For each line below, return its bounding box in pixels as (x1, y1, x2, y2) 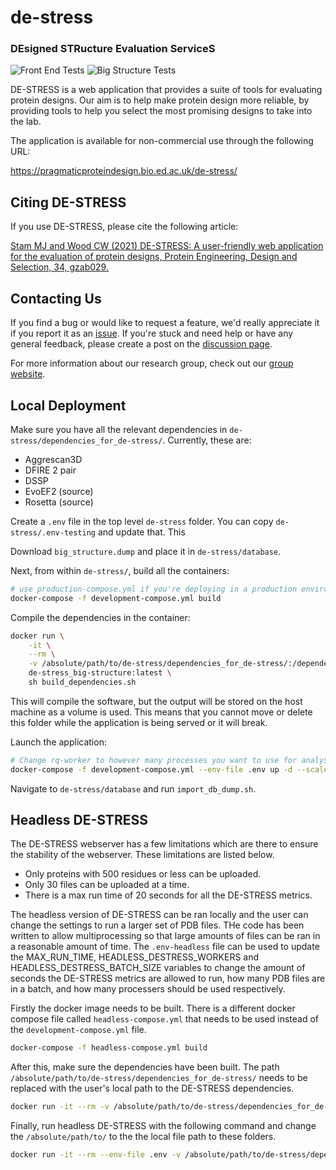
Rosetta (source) (24, 496, 94, 508)
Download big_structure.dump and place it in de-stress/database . (10, 545, 282, 557)
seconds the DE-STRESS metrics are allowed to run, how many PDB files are (10, 972, 326, 985)
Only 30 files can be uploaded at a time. (24, 879, 190, 891)
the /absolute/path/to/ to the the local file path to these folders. (10, 1131, 277, 1143)
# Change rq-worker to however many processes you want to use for (10, 755, 298, 765)
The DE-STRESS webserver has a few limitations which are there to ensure (10, 838, 319, 850)
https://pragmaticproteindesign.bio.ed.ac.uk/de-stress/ (10, 165, 238, 177)
